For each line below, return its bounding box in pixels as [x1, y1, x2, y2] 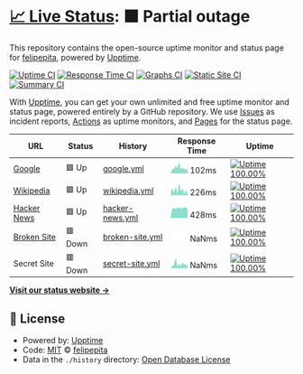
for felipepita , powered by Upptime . [9, 51, 142, 62]
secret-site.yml [102, 257, 161, 268]
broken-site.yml [102, 231, 163, 243]
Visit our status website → [9, 285, 110, 295]
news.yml [102, 212, 139, 223]
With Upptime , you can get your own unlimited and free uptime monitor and [9, 96, 290, 108]
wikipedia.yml [102, 185, 154, 196]
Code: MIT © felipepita [22, 344, 108, 355]
